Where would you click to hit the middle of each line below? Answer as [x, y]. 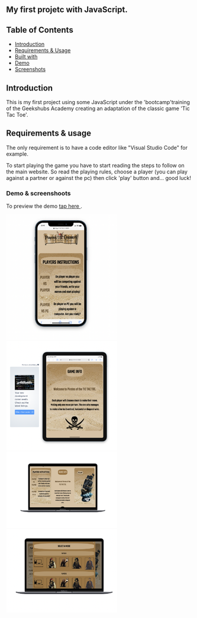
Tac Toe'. [17, 115]
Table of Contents [40, 30]
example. [17, 154]
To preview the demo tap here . [44, 206]
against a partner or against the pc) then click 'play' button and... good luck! [98, 178]
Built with [26, 57]
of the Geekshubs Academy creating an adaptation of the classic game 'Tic [98, 108]
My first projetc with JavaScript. [67, 10]
